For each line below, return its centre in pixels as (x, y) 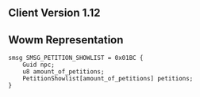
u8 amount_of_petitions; (63, 72)
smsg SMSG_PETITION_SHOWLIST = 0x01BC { (76, 58)
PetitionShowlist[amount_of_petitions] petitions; (108, 79)
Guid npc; (39, 65)
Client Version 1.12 (54, 13)
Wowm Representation (66, 40)
